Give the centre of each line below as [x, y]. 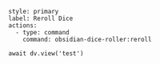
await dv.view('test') [46, 54]
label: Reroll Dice [41, 18]
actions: [23, 26]
